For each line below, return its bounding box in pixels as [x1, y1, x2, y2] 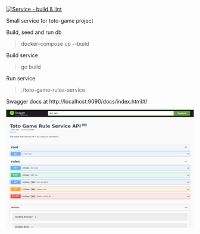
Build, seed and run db [6, 29, 62, 36]
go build [20, 63, 41, 70]
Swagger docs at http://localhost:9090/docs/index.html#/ [6, 98, 148, 105]
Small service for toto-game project [6, 17, 93, 24]
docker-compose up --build [20, 40, 89, 47]
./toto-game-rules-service [20, 86, 85, 93]
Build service [6, 52, 39, 59]
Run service [6, 75, 36, 82]
